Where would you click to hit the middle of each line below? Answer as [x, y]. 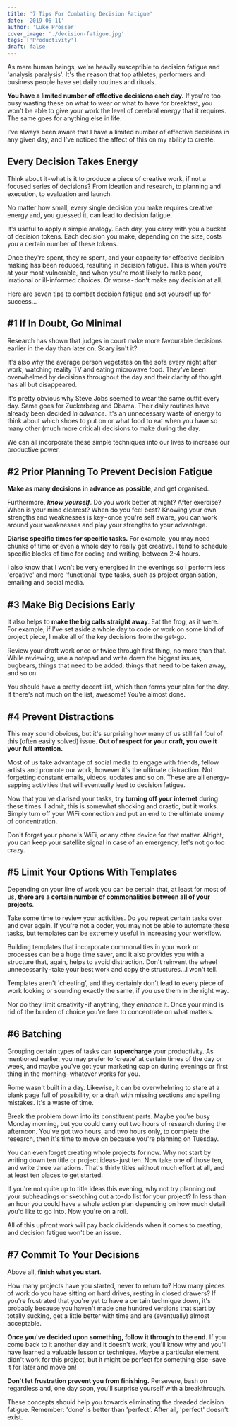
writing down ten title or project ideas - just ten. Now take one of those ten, [115, 1160]
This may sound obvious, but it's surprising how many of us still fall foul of [115, 734]
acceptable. [25, 1323]
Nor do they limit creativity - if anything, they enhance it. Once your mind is [116, 1004]
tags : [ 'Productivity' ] [42, 40]
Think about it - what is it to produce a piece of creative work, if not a [107, 178]
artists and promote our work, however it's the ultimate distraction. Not [110, 770]
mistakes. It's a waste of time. [50, 1102]
